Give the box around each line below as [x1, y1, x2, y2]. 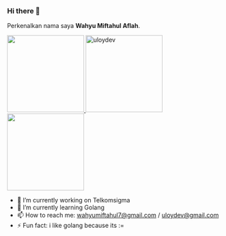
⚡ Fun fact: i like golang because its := [16, 222, 125, 230]
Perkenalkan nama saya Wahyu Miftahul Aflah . [7, 22, 141, 30]
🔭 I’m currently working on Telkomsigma [16, 196, 130, 205]
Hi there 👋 [7, 6, 41, 16]
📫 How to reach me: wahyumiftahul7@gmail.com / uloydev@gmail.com [16, 211, 219, 220]
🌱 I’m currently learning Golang [16, 203, 104, 211]
